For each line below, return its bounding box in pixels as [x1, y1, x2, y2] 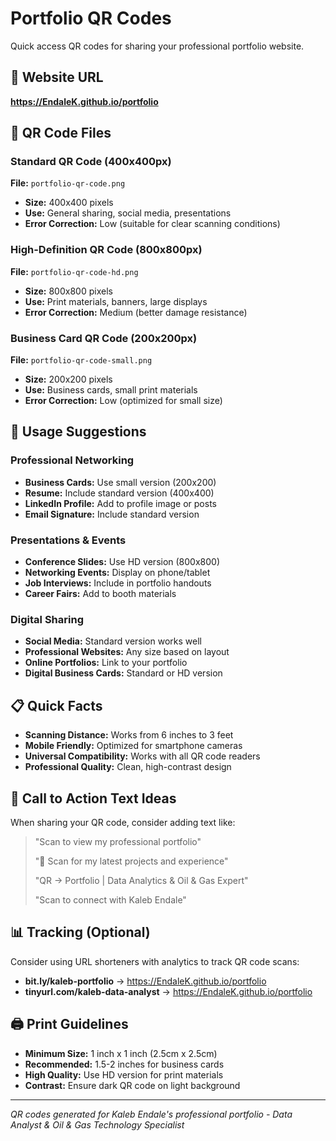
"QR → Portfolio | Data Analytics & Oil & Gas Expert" [34, 874, 249, 886]
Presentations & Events [10, 533, 127, 547]
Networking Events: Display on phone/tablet [24, 567, 211, 579]
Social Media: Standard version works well [24, 635, 202, 647]
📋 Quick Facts [10, 697, 103, 714]
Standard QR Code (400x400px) [10, 155, 172, 169]
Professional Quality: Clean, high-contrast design [24, 761, 232, 773]
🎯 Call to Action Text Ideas [10, 790, 177, 807]
